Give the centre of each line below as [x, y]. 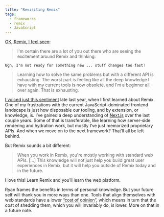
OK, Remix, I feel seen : [28, 42]
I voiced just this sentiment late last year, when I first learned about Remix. [80, 100]
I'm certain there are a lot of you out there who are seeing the [79, 51]
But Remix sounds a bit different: [38, 145]
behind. [13, 136]
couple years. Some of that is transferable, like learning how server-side [78, 121]
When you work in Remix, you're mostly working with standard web [85, 155]
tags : [11, 14]
